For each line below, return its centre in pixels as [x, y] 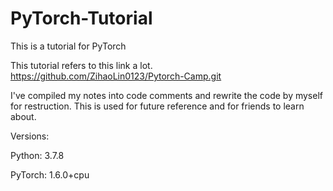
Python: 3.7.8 [37, 155]
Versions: [30, 136]
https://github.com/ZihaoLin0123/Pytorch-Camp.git [116, 76]
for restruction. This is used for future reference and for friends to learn [157, 106]
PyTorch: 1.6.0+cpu [50, 174]
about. [23, 116]
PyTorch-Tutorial [81, 18]
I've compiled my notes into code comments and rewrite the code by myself [166, 95]
